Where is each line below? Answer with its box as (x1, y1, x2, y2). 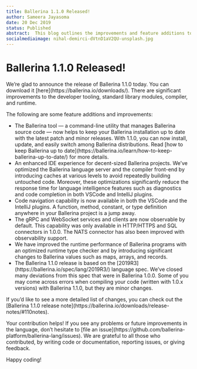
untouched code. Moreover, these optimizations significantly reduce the (14, 178, 189, 185)
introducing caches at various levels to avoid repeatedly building (14, 172, 171, 179)
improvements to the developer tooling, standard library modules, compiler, (6, 93, 188, 100)
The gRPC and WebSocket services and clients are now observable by (14, 216, 185, 223)
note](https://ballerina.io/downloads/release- (60, 302, 169, 309)
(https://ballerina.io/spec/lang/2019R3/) (14, 266, 110, 273)
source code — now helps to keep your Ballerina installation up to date (14, 128, 186, 135)
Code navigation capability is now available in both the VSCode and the (14, 197, 188, 204)
